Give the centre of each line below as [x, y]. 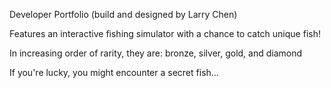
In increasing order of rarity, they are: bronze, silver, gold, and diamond [156, 53]
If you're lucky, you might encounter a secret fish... [114, 72]
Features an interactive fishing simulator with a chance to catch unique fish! [165, 33]
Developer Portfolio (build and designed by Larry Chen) [123, 14]
